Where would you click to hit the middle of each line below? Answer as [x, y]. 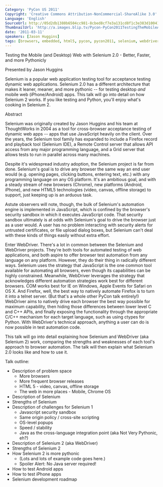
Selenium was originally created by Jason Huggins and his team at [72, 123]
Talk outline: [17, 361]
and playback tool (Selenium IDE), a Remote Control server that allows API [79, 144]
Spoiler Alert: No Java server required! [58, 464]
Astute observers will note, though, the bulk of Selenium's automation [75, 204]
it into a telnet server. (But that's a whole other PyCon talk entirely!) [72, 296]
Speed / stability [36, 427]
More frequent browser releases [51, 381]
